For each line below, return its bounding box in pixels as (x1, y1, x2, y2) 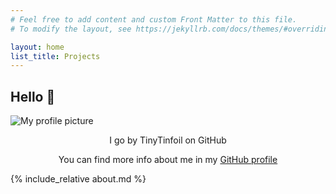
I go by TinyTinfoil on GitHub (109, 134, 227, 146)
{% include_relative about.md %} (10, 173, 147, 185)
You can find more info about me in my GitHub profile (58, 154, 278, 166)
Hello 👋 (10, 88, 56, 105)
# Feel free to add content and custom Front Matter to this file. (10, 14, 298, 25)
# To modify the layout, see (10, 24, 132, 34)
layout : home (10, 42, 65, 52)
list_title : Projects (10, 51, 101, 61)
